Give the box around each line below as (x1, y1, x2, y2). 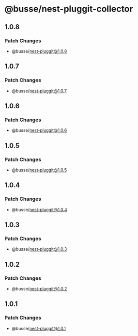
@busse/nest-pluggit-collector (4, 3, 134, 15)
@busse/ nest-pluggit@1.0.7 (11, 88, 67, 94)
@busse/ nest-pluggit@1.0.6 (11, 128, 67, 133)
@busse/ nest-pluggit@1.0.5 (11, 167, 67, 173)
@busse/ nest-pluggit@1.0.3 (11, 246, 67, 252)
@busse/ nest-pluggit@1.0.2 (11, 286, 67, 291)
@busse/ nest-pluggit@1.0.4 (11, 207, 67, 212)
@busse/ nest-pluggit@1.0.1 (11, 325, 66, 331)
